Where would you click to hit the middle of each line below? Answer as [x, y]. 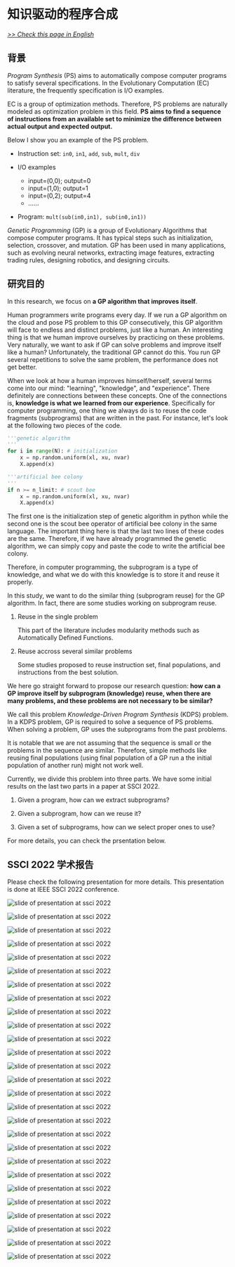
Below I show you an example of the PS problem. [78, 140]
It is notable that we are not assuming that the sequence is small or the [109, 743]
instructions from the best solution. [68, 672]
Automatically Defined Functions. [65, 638]
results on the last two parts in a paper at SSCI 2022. [83, 786]
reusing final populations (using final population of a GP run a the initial [110, 758]
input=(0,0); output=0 [59, 180]
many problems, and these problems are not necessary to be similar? [110, 701]
